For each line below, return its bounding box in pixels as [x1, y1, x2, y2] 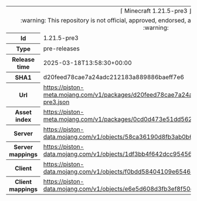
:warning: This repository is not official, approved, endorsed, [20, 16, 186, 24]
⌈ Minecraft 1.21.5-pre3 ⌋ [120, 7, 192, 15]
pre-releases [43, 45, 80, 52]
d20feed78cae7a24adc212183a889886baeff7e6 [43, 73, 185, 81]
